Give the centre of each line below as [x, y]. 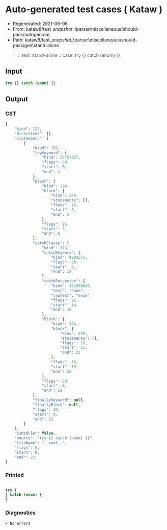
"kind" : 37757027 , [61, 158]
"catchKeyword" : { [61, 252]
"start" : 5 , [63, 210]
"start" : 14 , [65, 305]
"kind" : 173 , [55, 248]
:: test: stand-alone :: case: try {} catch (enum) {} [69, 55]
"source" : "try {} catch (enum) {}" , [54, 438]
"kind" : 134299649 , [72, 286]
